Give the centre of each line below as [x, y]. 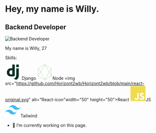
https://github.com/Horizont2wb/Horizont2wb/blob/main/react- [80, 83]
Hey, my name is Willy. [52, 9]
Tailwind [29, 116]
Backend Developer [36, 27]
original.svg [17, 100]
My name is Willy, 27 [26, 48]
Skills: [11, 58]
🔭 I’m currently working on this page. [49, 125]
